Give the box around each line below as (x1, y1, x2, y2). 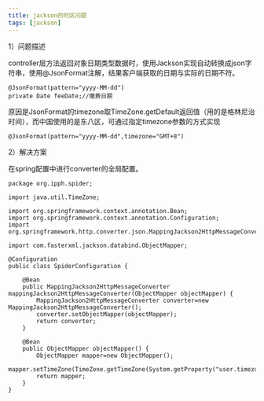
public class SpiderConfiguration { (8, 262, 128, 270)
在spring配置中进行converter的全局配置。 (8, 164, 143, 173)
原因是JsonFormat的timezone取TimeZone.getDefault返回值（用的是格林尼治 (8, 107, 255, 116)
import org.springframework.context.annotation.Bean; (8, 207, 189, 215)
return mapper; (36, 372, 86, 380)
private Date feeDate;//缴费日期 (8, 92, 113, 100)
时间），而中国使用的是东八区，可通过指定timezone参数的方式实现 (8, 116, 221, 126)
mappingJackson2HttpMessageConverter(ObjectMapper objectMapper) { (8, 289, 234, 297)
